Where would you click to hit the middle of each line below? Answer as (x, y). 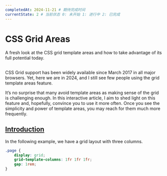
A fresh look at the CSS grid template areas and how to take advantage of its (83, 53)
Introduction (25, 130)
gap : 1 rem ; (25, 165)
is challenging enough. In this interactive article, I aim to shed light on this (80, 98)
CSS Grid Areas (38, 39)
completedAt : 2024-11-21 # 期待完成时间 (45, 10)
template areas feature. (29, 83)
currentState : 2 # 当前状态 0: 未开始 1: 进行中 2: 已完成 (63, 14)
